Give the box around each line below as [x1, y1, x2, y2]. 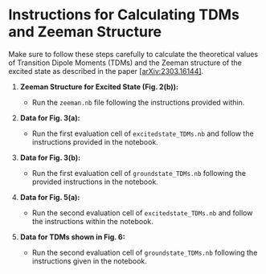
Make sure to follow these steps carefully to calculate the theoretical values [8, 49, 259, 59]
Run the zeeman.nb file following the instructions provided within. [31, 97, 245, 107]
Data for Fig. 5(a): [19, 192, 80, 202]
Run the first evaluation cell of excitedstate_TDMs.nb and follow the [31, 129, 255, 138]
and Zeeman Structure [8, 22, 162, 41]
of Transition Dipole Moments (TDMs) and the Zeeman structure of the [8, 58, 243, 67]
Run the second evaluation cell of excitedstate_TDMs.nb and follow [31, 207, 253, 218]
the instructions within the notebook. [31, 216, 154, 226]
